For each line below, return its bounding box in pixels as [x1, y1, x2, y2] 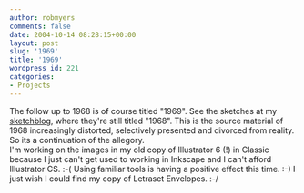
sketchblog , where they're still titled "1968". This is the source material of [9, 115, 284, 126]
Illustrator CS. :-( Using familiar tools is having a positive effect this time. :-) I [9, 163, 296, 174]
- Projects [9, 81, 51, 90]
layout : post [9, 38, 59, 48]
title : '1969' [9, 55, 64, 64]
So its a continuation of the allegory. [9, 134, 145, 145]
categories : [9, 72, 55, 82]
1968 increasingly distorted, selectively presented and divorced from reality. [9, 124, 295, 136]
